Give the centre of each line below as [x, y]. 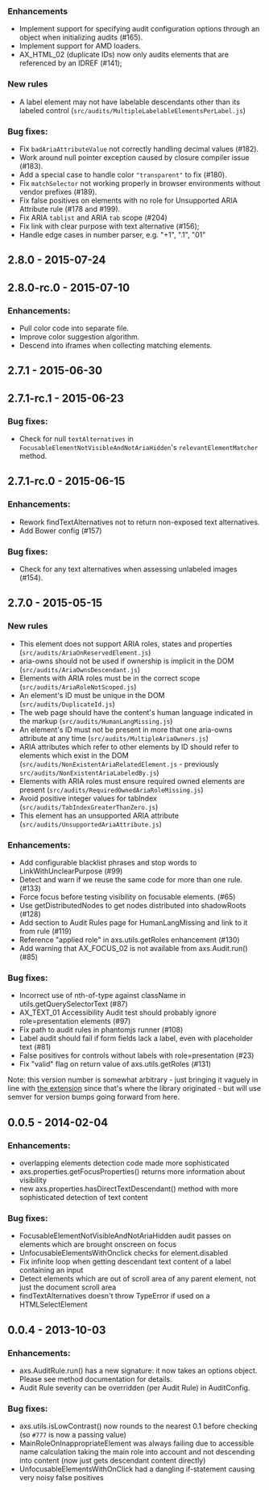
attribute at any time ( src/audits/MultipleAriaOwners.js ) [114, 738]
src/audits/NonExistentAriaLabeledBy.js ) [89, 772]
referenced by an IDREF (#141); [70, 63]
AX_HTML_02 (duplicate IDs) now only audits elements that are [124, 55]
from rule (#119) [45, 932]
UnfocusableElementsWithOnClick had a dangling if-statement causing [137, 1469]
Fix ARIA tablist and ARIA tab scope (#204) [93, 217]
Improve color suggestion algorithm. [79, 336]
